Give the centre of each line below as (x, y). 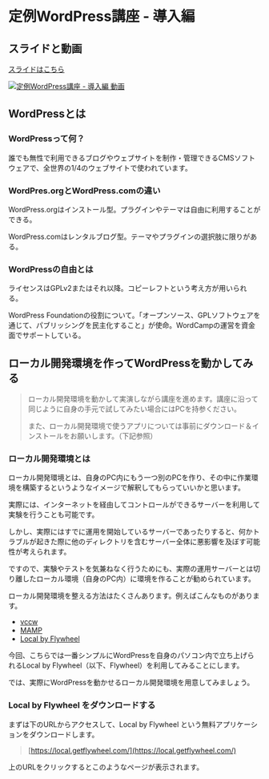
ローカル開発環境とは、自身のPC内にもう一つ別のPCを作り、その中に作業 (130, 478)
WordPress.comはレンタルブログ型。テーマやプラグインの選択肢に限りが (129, 236)
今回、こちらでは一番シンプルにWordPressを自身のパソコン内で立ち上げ (128, 656)
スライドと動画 (45, 48)
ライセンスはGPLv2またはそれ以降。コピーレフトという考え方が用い (121, 289)
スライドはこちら (36, 69)
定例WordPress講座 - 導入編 (102, 16)
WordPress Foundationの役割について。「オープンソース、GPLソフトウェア (131, 315)
